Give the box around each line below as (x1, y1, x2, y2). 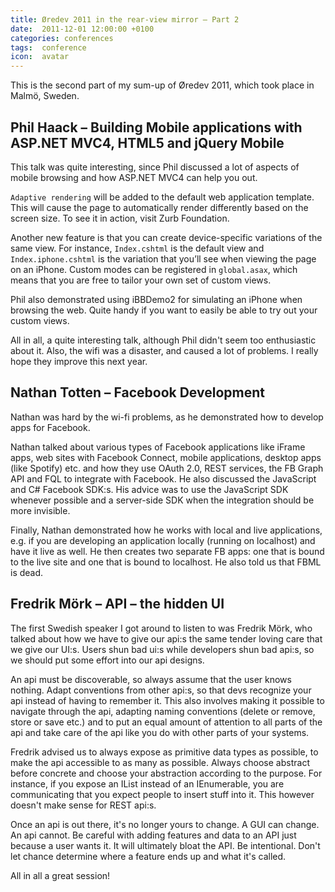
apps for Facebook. (10, 421, 91, 433)
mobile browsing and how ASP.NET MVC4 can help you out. (10, 171, 258, 183)
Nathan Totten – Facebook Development (10, 384, 265, 401)
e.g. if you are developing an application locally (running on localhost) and (10, 534, 316, 546)
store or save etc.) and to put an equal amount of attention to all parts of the (10, 716, 323, 728)
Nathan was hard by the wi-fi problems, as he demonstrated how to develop (10, 411, 324, 423)
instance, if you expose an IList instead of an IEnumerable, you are (10, 777, 285, 790)
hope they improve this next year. (10, 355, 148, 367)
